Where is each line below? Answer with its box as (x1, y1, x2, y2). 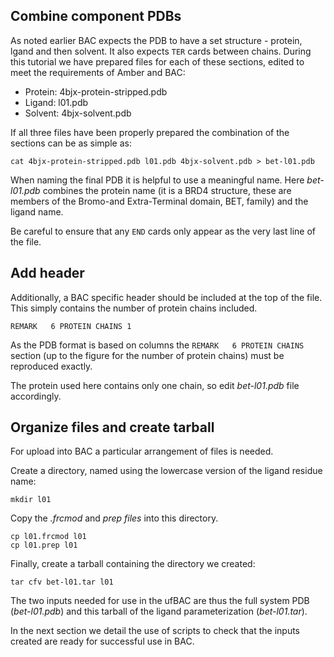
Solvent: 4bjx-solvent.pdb (24, 107, 132, 119)
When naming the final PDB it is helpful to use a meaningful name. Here (10, 174, 305, 186)
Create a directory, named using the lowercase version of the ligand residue (10, 465, 323, 477)
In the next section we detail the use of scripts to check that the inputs (10, 625, 301, 637)
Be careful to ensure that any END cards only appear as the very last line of (10, 225, 316, 237)
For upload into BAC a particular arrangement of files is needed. (10, 445, 274, 458)
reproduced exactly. (10, 360, 93, 372)
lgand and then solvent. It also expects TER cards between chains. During (10, 45, 312, 57)
